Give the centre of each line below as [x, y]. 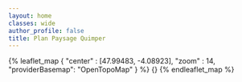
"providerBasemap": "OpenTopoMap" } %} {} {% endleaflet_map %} [121, 70]
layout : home [30, 16]
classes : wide [32, 23]
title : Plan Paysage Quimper [57, 38]
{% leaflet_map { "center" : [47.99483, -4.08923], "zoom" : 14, [112, 61]
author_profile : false [46, 31]
